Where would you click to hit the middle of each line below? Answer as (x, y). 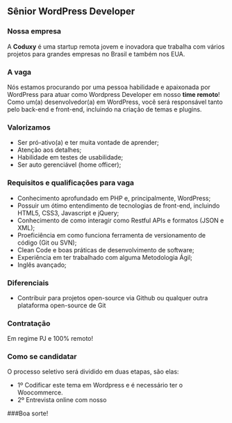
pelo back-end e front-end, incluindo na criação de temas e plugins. (105, 109)
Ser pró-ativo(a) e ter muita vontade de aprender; (88, 143)
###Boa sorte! (28, 413)
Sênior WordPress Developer (71, 11)
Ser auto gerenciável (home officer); (69, 165)
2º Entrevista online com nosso (62, 400)
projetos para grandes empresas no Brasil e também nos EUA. (96, 54)
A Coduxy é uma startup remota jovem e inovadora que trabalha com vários (116, 46)
